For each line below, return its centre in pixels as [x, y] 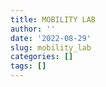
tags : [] [28, 66]
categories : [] [42, 57]
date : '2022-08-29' [51, 38]
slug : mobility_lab [51, 47]
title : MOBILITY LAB [53, 19]
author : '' [33, 29]
